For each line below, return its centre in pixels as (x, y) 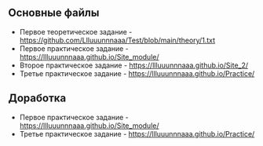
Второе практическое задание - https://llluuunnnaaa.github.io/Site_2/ (134, 65)
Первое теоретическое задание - (76, 31)
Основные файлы (54, 13)
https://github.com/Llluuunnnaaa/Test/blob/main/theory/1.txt (117, 40)
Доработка (37, 99)
